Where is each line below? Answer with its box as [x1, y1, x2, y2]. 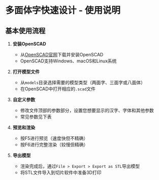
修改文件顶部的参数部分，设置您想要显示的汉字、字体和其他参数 [20, 107, 154, 113]
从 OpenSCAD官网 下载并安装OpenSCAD [20, 52, 104, 57]
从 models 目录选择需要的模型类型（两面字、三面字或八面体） [20, 80, 146, 85]
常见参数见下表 [20, 114, 52, 120]
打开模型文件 [12, 69, 40, 75]
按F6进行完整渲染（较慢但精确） [20, 141, 88, 148]
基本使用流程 [5, 26, 46, 35]
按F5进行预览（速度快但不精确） [20, 135, 88, 141]
